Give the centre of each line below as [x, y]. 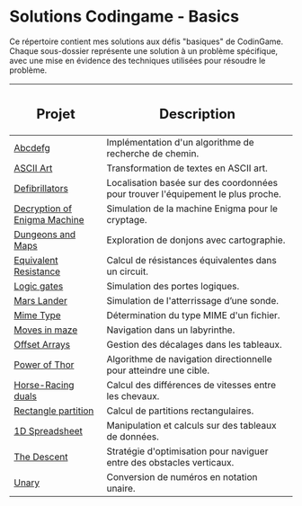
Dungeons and [45, 235]
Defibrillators [41, 189]
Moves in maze [46, 330]
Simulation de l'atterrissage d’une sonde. [193, 301]
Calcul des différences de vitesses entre [191, 386]
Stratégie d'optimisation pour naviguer [187, 451]
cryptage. [127, 220]
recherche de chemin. [153, 154]
